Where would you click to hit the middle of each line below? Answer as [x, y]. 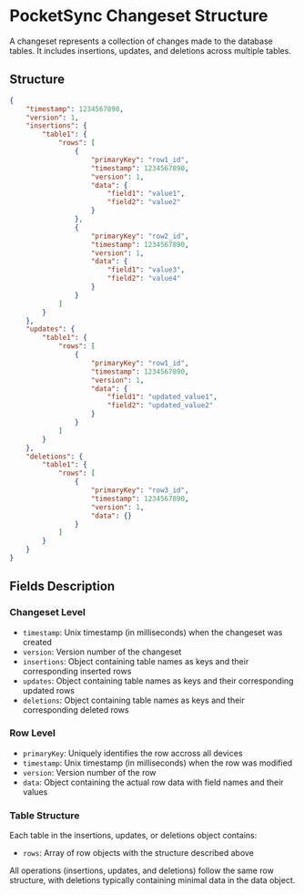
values [35, 792]
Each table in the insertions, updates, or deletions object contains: [133, 836]
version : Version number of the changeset [102, 652]
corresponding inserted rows [77, 671]
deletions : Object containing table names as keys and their [133, 700]
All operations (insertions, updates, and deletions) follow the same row [142, 870]
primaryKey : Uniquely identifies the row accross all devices [132, 753]
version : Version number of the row [89, 772]
